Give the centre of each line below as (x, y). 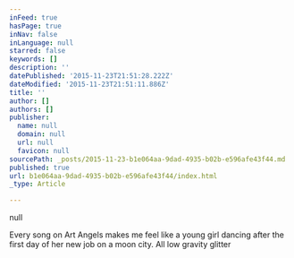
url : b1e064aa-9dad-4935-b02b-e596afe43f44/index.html (113, 176)
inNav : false (34, 34)
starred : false (38, 51)
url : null (35, 142)
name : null (38, 126)
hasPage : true (36, 26)
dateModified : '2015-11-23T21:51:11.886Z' (89, 84)
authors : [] (31, 109)
